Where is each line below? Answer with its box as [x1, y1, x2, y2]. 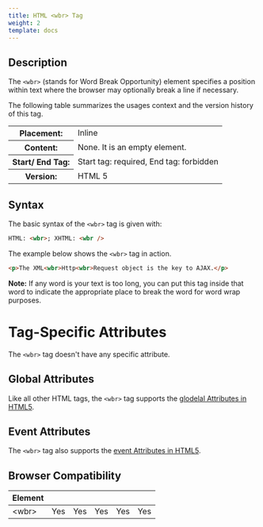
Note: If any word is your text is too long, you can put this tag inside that [8, 279, 244, 288]
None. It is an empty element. [78, 142, 187, 153]
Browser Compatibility [8, 469, 121, 483]
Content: [24, 142, 58, 153]
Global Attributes [8, 372, 95, 386]
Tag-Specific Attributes [8, 323, 167, 341]
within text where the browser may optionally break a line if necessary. [8, 85, 239, 95]
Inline [78, 128, 98, 139]
